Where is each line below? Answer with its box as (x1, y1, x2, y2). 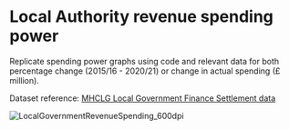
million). (9, 75, 39, 85)
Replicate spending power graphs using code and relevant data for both (9, 55, 280, 66)
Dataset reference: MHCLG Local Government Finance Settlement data (9, 93, 276, 104)
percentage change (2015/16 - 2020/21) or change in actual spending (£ (9, 65, 281, 76)
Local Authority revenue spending (9, 6, 274, 27)
